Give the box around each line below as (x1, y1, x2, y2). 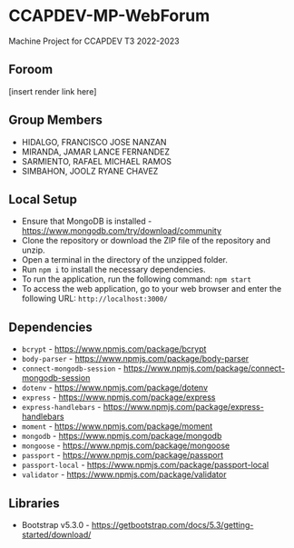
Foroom (8, 62, 54, 77)
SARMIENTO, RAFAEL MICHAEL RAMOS (21, 155, 172, 166)
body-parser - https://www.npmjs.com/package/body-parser (21, 354, 250, 364)
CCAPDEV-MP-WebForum (8, 5, 211, 26)
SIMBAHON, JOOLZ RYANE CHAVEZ (21, 165, 159, 176)
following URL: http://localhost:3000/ (21, 293, 169, 304)
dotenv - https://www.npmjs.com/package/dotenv (21, 383, 209, 394)
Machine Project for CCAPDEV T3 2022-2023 (8, 35, 180, 46)
